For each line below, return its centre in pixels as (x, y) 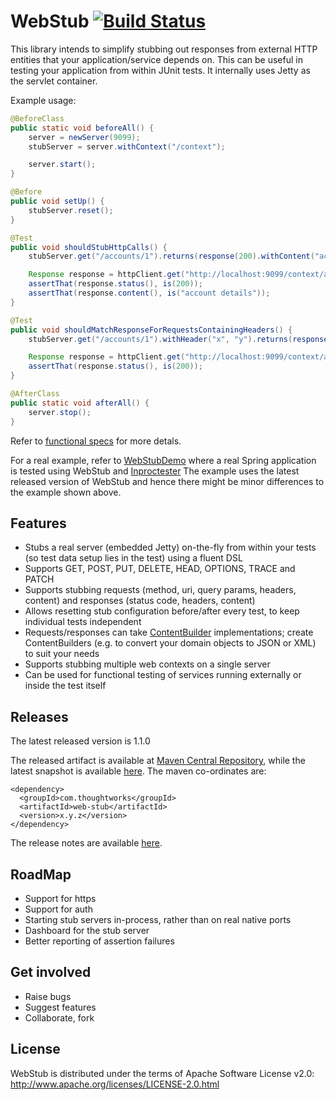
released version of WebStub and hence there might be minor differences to (167, 481)
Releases (39, 716)
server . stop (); (60, 412)
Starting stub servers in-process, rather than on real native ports (158, 919)
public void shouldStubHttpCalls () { (89, 247)
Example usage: (43, 100)
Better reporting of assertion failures (99, 941)
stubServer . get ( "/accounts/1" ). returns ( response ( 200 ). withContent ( (171, 256)
